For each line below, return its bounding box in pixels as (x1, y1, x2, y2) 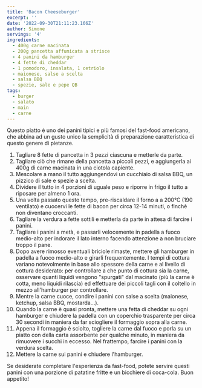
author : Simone (7, 25, 45, 32)
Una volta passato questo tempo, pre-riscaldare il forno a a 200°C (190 (15, 196, 193, 203)
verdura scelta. (15, 344, 54, 352)
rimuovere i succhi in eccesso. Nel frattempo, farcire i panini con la (15, 338, 183, 345)
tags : (7, 88, 21, 94)
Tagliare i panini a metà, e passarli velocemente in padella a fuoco (15, 228, 180, 236)
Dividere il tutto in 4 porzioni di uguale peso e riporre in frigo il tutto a (15, 183, 188, 191)
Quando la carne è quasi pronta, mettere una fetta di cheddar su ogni (15, 306, 189, 313)
